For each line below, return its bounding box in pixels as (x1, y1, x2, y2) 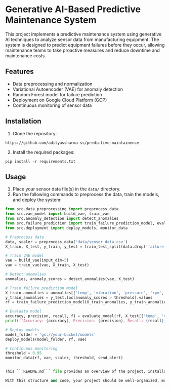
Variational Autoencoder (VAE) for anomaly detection (12, 86, 123, 92)
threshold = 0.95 (5, 351, 42, 356)
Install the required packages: (12, 149, 75, 155)
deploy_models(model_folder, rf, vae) (5, 337, 87, 342)
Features (5, 67, 34, 76)
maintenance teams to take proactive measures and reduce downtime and (5, 47, 160, 53)
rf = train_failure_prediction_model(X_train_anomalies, (5, 300, 128, 305)
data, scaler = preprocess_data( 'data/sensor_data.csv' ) (5, 239, 128, 244)
